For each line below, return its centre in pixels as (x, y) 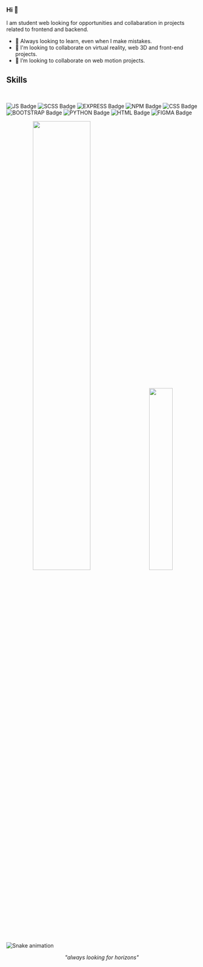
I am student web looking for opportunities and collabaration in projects (95, 23)
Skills (17, 79)
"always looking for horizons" (102, 957)
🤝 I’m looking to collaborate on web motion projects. (80, 61)
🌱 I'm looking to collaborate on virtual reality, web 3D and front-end (99, 47)
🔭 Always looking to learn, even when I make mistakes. (84, 41)
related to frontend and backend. (48, 29)
